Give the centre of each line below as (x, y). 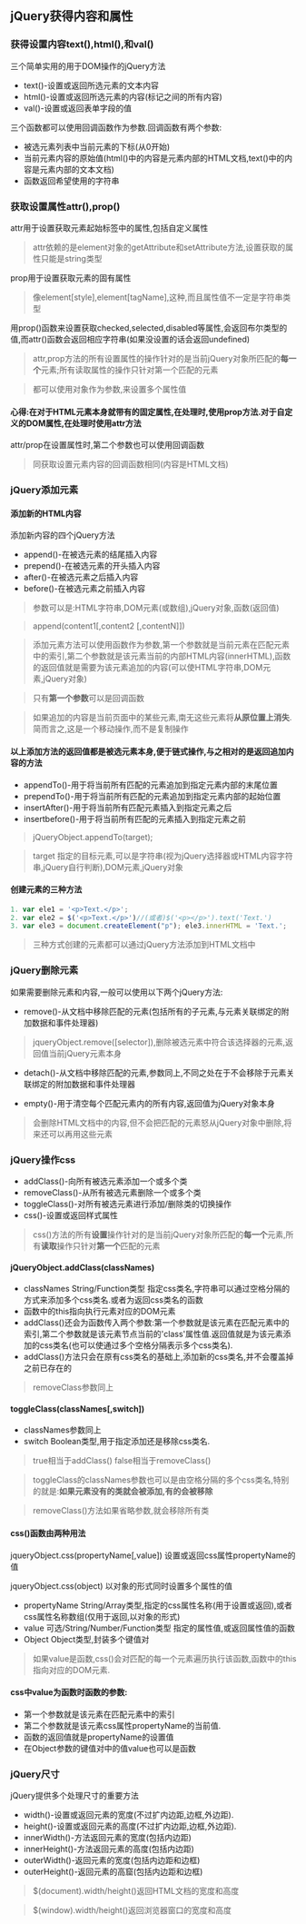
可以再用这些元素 (80, 1134)
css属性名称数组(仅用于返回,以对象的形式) (102, 1616)
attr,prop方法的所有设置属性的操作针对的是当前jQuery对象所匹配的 (156, 358)
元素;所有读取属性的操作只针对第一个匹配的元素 (129, 370)
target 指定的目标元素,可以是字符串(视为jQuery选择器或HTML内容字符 (163, 856)
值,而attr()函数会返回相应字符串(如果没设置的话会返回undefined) (130, 339)
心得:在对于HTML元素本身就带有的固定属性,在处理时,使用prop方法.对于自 (148, 412)
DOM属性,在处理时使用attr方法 (84, 423)
